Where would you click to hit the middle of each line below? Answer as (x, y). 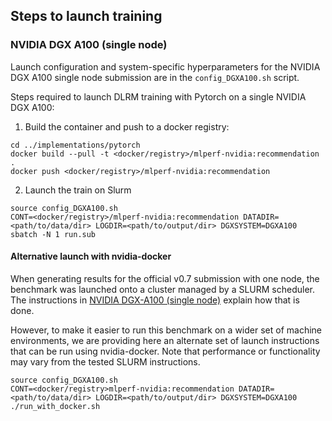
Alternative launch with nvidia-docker (91, 256)
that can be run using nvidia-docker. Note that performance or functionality (165, 351)
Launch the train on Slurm (78, 190)
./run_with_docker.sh (55, 406)
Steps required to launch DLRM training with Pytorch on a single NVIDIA (158, 96)
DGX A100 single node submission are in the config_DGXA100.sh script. (155, 77)
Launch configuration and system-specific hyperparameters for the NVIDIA (165, 66)
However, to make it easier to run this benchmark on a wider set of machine (166, 330)
